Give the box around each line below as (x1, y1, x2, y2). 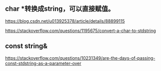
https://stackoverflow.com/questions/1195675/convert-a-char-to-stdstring (5, 28, 157, 34)
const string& (5, 42, 48, 50)
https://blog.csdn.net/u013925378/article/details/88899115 (5, 18, 125, 24)
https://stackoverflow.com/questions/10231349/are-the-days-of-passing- (5, 55, 156, 61)
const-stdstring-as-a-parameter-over (5, 60, 81, 66)
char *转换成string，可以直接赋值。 (5, 4, 115, 13)
